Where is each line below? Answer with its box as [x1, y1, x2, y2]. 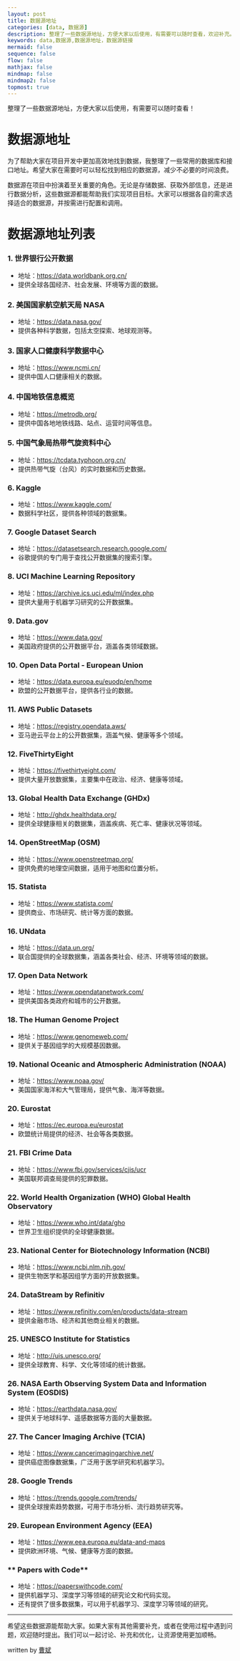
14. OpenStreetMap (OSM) [7, 837, 101, 847]
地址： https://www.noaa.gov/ [17, 1077, 105, 1085]
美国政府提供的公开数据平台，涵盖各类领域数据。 [17, 642, 162, 651]
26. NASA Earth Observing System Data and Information [7, 1378, 207, 1388]
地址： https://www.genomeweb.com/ [17, 1032, 129, 1040]
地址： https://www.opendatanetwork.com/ [17, 987, 144, 997]
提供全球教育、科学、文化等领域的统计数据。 [17, 1360, 150, 1369]
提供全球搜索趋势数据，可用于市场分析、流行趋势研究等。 [17, 1502, 187, 1511]
